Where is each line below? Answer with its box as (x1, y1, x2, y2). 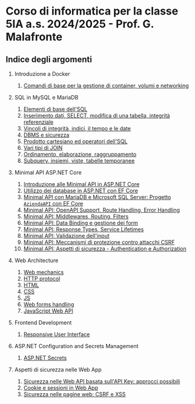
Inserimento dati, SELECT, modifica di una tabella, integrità (23, 112, 170, 119)
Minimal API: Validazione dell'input (23, 232, 110, 239)
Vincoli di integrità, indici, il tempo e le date (23, 125, 131, 132)
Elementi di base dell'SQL (23, 106, 88, 113)
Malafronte (5, 30, 63, 44)
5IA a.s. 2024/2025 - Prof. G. (5, 17, 154, 31)
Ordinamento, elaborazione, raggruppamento (23, 150, 137, 158)
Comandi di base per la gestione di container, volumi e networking (23, 82, 189, 89)
